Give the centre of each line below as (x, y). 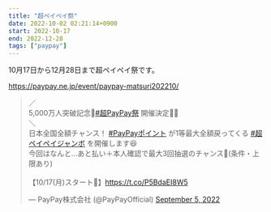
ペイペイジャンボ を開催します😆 (83, 143)
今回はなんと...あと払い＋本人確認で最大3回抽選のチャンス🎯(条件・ (140, 154)
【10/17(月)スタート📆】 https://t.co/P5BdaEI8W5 (108, 182)
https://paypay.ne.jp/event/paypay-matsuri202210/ (94, 87)
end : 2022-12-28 (36, 38)
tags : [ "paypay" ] (38, 46)
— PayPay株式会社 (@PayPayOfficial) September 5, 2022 (124, 200)
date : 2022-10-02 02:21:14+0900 (63, 23)
